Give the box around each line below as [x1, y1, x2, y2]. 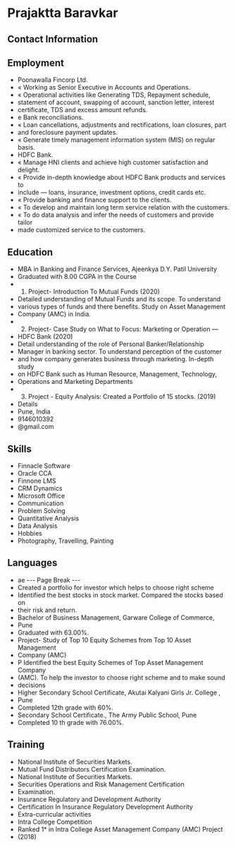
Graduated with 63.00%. [17, 628, 89, 637]
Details [17, 400, 38, 409]
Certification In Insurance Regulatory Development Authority [17, 803, 194, 811]
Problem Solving [17, 507, 66, 515]
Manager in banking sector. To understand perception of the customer [17, 347, 222, 356]
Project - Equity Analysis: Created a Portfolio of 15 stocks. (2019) [27, 392, 216, 401]
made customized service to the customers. [17, 226, 146, 234]
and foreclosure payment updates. [17, 128, 118, 137]
